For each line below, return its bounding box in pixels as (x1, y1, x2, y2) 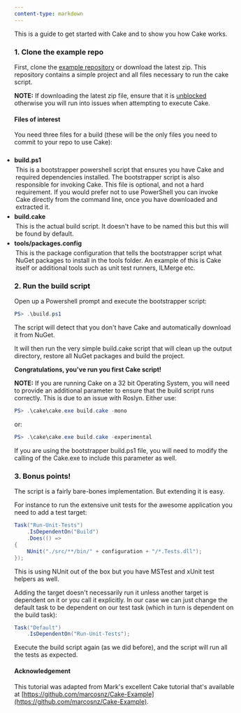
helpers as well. (14, 574, 59, 583)
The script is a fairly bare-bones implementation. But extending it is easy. (14, 487, 225, 496)
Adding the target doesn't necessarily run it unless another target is (14, 588, 209, 597)
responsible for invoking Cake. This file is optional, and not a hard (15, 180, 204, 189)
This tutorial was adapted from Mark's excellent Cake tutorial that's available (14, 682, 235, 691)
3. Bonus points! (14, 471, 71, 481)
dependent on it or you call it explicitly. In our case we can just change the (14, 595, 228, 604)
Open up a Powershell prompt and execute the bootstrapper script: (14, 297, 207, 306)
